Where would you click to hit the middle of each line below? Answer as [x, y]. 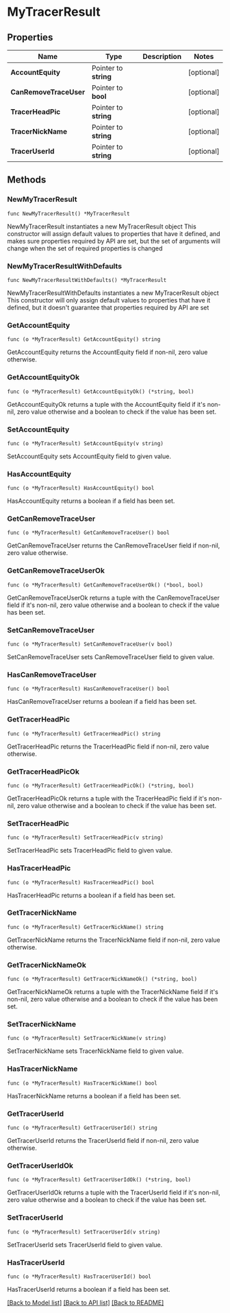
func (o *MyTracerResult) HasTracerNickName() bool [82, 1083]
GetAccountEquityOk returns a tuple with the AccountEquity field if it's [106, 404]
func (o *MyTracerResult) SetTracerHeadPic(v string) [86, 838]
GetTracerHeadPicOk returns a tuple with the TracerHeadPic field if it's [107, 798]
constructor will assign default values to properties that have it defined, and [114, 233]
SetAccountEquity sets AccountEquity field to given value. [89, 456]
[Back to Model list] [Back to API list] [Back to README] [86, 1302]
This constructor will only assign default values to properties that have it [109, 300]
